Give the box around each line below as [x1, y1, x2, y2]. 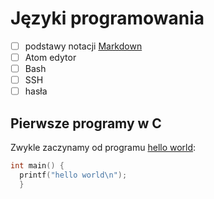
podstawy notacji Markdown [24, 40, 143, 52]
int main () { [10, 161, 65, 171]
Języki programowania [10, 7, 205, 30]
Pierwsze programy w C [10, 115, 162, 132]
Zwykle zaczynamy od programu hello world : [10, 142, 197, 154]
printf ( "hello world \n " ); [19, 170, 128, 180]
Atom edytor [24, 52, 77, 63]
